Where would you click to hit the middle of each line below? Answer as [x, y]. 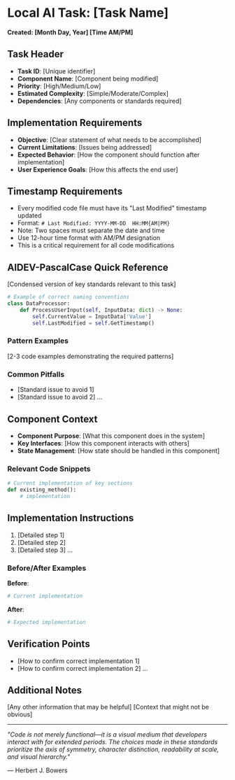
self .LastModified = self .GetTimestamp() [94, 323]
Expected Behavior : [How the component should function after [108, 155]
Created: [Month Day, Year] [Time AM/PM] [70, 32]
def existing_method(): [42, 490]
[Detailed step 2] [42, 542]
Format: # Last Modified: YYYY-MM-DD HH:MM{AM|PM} [93, 223]
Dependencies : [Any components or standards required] [99, 101]
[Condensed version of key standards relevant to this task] [92, 284]
